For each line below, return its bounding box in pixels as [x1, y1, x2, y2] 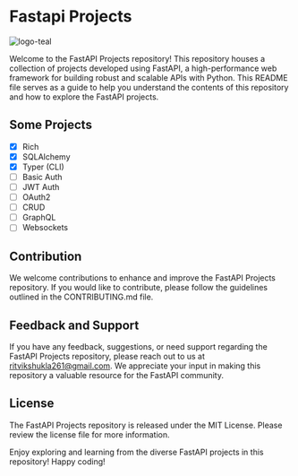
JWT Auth [21, 182, 60, 192]
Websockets [21, 222, 69, 233]
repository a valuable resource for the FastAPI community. [9, 369, 224, 380]
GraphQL [21, 212, 56, 223]
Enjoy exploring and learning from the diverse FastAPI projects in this [9, 446, 264, 457]
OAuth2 [21, 192, 51, 203]
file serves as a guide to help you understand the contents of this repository [9, 82, 289, 92]
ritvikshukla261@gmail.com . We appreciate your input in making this [9, 360, 261, 371]
